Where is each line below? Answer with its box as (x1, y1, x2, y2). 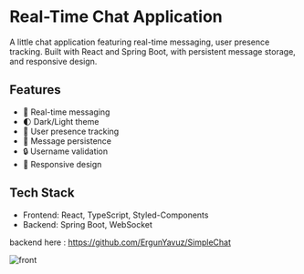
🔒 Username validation (22, 146, 109, 157)
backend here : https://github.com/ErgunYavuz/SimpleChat (9, 237, 231, 248)
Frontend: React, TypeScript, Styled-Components (22, 209, 209, 220)
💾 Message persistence (22, 135, 112, 147)
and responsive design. (9, 56, 98, 66)
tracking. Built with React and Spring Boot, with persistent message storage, (9, 46, 297, 56)
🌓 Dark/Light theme (22, 116, 100, 127)
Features (9, 82, 61, 97)
